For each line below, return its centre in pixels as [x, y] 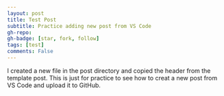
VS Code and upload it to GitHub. [54, 85]
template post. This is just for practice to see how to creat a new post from [112, 78]
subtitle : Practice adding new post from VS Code [79, 26]
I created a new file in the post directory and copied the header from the [109, 70]
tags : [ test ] [26, 45]
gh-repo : [20, 32]
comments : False [30, 52]
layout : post [26, 13]
